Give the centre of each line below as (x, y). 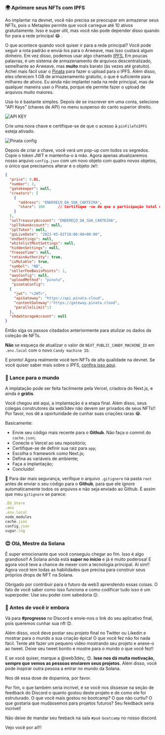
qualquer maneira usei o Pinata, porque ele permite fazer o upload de (75, 87)
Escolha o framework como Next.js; (48, 454)
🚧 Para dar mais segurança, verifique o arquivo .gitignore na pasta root (79, 479)
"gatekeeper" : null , (30, 189)
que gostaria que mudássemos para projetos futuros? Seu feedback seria (80, 703)
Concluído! (23, 469)
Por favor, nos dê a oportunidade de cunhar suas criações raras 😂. (73, 413)
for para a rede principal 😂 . (34, 36)
